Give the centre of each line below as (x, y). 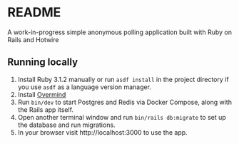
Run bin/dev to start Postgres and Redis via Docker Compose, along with (124, 102)
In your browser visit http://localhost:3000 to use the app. (102, 132)
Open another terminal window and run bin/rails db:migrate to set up (122, 117)
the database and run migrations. (66, 125)
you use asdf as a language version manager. (85, 87)
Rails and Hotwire (33, 39)
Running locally (43, 62)
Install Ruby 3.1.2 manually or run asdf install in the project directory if (123, 79)
